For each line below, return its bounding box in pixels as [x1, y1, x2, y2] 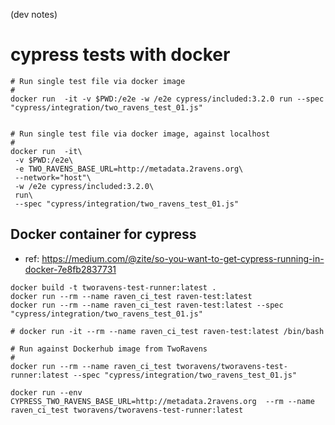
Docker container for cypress [10, 226, 197, 243]
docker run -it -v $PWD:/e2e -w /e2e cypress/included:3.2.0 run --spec [10, 94, 325, 104]
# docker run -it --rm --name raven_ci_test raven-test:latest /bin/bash [10, 326, 325, 336]
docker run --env [10, 387, 83, 398]
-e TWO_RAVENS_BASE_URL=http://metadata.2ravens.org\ [14, 164, 244, 174]
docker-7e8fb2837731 [24, 263, 117, 275]
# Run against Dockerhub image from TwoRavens [10, 344, 208, 354]
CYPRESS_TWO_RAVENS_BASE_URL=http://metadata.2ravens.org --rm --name [10, 396, 315, 406]
